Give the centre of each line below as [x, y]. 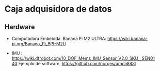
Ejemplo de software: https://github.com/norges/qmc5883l [77, 63]
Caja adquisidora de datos [58, 9]
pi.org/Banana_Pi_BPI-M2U [39, 44]
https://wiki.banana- [128, 38]
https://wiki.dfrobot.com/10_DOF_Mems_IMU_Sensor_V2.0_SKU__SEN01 [83, 58]
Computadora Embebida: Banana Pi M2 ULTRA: [59, 38]
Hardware [20, 27]
